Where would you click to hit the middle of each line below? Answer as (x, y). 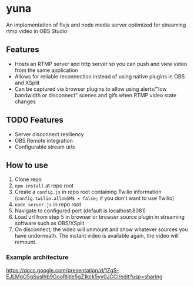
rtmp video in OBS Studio (37, 31)
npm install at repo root (44, 186)
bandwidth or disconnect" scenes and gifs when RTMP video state (96, 95)
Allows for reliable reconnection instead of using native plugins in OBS (100, 76)
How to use (27, 165)
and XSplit (27, 83)
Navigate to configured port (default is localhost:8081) (80, 211)
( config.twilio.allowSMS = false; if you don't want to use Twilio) (94, 198)
